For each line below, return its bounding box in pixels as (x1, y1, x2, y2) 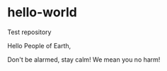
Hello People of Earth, (7, 41, 71, 50)
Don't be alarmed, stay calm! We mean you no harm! (7, 55, 161, 64)
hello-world (7, 4, 78, 21)
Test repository (7, 28, 52, 36)
